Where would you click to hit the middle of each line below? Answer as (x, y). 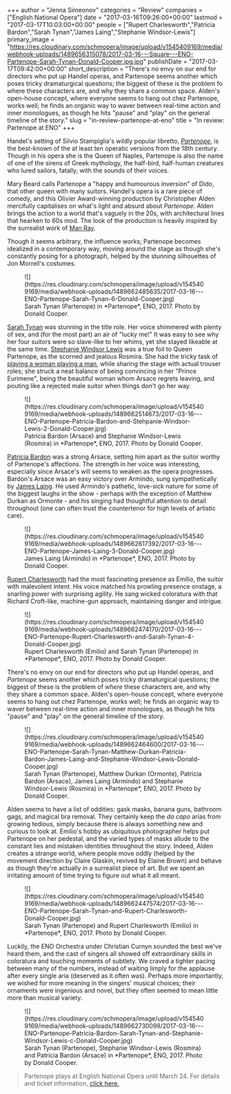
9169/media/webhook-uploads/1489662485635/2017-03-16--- (114, 291)
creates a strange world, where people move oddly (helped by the (101, 853)
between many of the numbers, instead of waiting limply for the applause (111, 968)
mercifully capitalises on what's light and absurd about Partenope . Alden (110, 206)
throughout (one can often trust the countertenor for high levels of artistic (111, 508)
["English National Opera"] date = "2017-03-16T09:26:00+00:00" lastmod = (115, 17)
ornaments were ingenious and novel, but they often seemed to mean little (113, 990)
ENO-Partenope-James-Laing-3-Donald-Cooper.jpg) (100, 551)
